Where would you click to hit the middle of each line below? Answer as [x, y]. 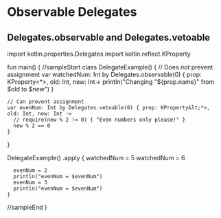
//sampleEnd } [27, 207]
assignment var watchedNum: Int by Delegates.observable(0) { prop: [105, 74]
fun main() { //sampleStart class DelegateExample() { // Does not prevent [110, 67]
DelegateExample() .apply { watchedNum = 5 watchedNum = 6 [96, 158]
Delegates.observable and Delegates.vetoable [109, 37]
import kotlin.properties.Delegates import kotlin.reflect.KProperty [99, 54]
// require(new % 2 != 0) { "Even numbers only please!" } [100, 120]
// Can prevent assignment [46, 102]
